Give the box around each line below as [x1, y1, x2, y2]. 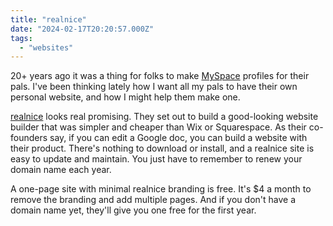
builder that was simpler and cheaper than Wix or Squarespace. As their [10, 121, 307, 133]
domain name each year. [10, 164, 112, 176]
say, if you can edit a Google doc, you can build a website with [49, 132, 308, 144]
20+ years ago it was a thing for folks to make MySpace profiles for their [10, 70, 310, 82]
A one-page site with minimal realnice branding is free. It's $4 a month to [10, 183, 312, 195]
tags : [10, 33, 33, 43]
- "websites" [19, 42, 74, 53]
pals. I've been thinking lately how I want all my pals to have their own [10, 81, 298, 93]
